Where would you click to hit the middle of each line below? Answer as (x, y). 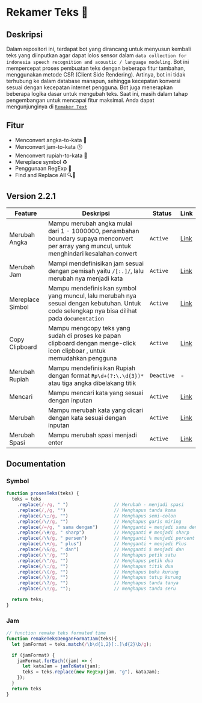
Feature (26, 213)
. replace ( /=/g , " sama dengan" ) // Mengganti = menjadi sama (102, 527)
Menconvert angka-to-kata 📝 (51, 140)
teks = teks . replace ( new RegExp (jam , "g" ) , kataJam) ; (91, 672)
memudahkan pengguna (82, 358)
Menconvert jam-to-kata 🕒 (49, 146)
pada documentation (76, 318)
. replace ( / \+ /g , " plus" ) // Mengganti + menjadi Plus (102, 544)
